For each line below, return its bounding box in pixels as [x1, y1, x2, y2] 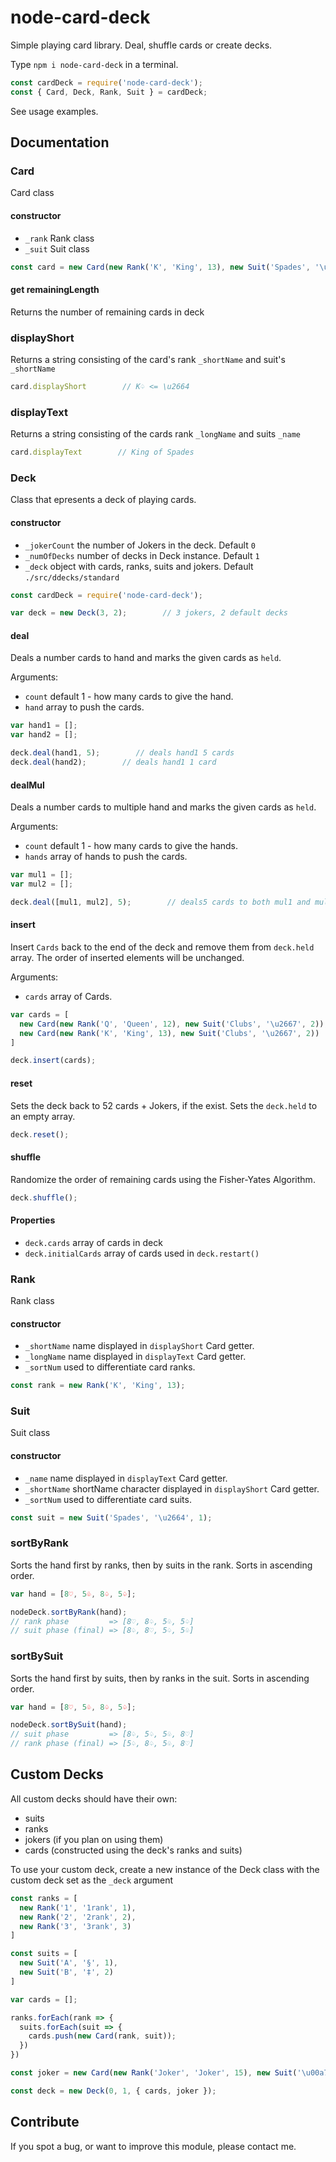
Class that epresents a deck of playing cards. [10, 494, 197, 506]
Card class [10, 187, 55, 199]
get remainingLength [10, 284, 100, 296]
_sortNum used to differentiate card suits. [24, 1493, 192, 1505]
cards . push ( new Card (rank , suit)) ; [28, 2031, 177, 2041]
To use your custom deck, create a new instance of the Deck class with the [10, 1863, 320, 1875]
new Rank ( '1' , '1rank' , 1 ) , [19, 1902, 137, 1913]
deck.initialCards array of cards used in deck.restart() [24, 1247, 260, 1259]
